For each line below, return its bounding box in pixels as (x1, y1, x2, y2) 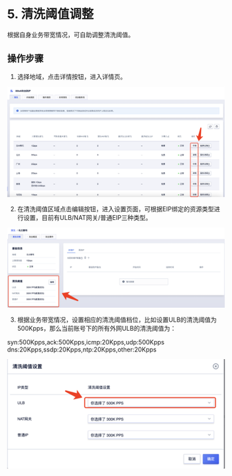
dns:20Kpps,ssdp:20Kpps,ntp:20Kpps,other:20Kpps (7, 345, 157, 354)
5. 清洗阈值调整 (7, 6, 94, 22)
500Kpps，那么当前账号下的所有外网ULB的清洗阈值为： (17, 324, 177, 333)
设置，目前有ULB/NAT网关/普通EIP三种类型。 (23, 214, 152, 222)
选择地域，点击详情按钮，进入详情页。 (17, 72, 126, 80)
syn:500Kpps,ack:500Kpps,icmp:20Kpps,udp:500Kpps (7, 338, 164, 347)
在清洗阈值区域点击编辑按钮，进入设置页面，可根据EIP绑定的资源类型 (17, 205, 214, 213)
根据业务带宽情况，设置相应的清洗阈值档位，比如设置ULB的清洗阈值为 (17, 315, 217, 324)
